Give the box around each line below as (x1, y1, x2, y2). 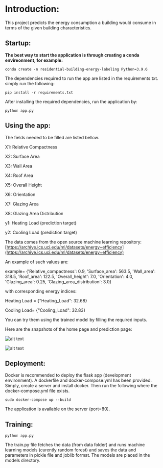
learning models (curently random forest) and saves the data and (5, 447, 136, 453)
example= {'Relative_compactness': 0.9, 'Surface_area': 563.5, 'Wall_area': (5, 268, 156, 274)
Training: (5, 420, 33, 428)
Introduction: (5, 3, 60, 15)
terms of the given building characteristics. (5, 25, 92, 30)
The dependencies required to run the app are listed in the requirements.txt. (5, 75, 158, 81)
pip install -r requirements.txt (5, 90, 73, 95)
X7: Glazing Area (5, 201, 39, 207)
